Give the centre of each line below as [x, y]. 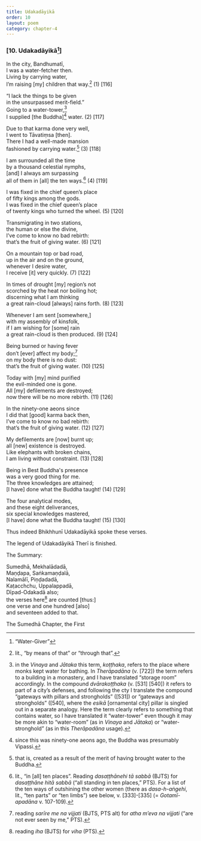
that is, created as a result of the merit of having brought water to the [100, 758]
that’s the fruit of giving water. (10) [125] [55, 366]
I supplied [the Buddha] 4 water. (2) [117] [55, 116]
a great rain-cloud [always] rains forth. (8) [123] [65, 303]
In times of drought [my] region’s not [51, 284]
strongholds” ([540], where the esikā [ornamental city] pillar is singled [101, 703]
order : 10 [19, 17]
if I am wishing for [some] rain [43, 328]
